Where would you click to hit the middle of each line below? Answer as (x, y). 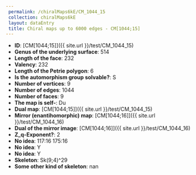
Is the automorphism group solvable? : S (65, 77)
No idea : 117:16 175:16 (41, 141)
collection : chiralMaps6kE (42, 17)
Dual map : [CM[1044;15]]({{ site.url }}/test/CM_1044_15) (83, 109)
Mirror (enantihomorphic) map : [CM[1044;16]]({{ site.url (85, 116)
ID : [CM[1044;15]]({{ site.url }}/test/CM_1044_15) (74, 46)
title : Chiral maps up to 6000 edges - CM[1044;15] (74, 28)
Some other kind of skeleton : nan (56, 167)
